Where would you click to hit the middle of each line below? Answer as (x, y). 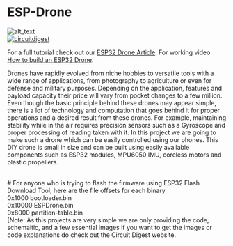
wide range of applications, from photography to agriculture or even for (110, 80)
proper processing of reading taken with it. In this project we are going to (112, 132)
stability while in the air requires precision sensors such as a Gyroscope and (116, 125)
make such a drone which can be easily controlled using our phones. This (113, 139)
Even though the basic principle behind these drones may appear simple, (112, 102)
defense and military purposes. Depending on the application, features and (115, 88)
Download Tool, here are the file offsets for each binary (86, 190)
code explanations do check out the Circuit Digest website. (91, 235)
